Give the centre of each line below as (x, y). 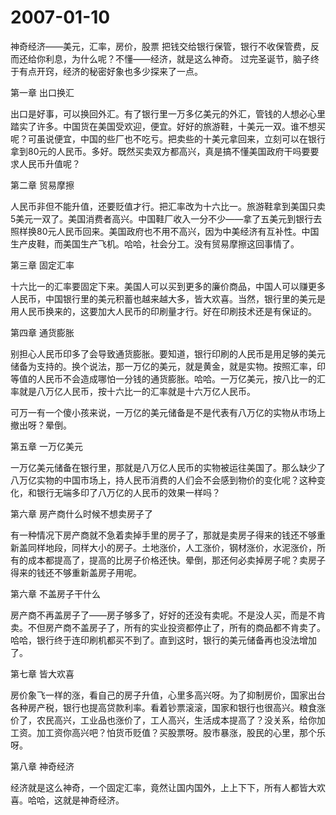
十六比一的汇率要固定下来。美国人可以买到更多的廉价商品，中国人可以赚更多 (168, 286)
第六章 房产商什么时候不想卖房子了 (81, 513)
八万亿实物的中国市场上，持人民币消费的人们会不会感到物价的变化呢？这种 (163, 480)
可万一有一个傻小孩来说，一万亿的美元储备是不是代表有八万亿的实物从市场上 (168, 412)
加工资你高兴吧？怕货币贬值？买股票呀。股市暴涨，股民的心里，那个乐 (181, 732)
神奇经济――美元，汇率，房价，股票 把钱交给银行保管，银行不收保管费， (160, 46)
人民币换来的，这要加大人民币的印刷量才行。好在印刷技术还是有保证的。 (167, 311)
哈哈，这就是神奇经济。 (76, 800)
